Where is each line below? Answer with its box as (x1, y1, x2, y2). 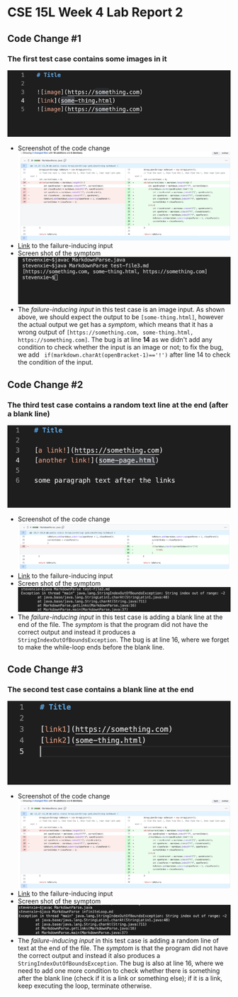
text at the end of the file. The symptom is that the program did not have (17, 944, 229, 952)
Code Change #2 (7, 379, 84, 391)
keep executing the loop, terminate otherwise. (17, 981, 152, 990)
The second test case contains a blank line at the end (7, 685, 194, 695)
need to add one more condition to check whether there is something (17, 967, 220, 975)
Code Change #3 (7, 664, 84, 676)
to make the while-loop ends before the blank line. (17, 642, 165, 651)
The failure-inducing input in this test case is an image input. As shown (17, 306, 225, 314)
